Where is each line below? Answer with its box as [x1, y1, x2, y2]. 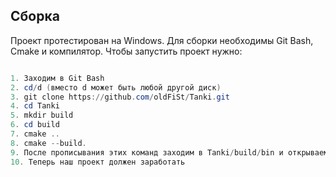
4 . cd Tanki [10, 101, 60, 111]
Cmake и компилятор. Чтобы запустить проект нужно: [10, 45, 243, 57]
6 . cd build [10, 120, 60, 130]
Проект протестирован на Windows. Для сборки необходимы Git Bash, [10, 34, 314, 46]
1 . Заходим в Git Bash [10, 73, 105, 83]
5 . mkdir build [10, 110, 74, 121]
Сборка [10, 8, 60, 25]
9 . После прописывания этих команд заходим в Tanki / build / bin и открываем [10, 147, 329, 158]
